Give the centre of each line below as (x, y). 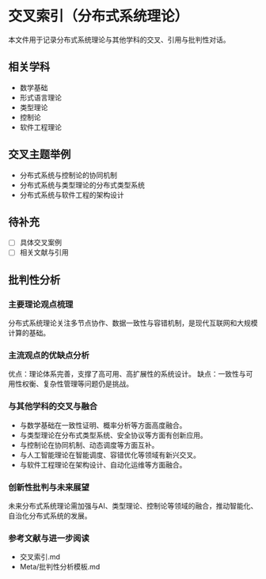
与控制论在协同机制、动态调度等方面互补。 (89, 445)
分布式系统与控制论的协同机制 (68, 175)
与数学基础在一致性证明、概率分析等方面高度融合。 (103, 425)
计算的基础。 (29, 333)
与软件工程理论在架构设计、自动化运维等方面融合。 (103, 464)
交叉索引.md (40, 557)
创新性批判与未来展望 (49, 487)
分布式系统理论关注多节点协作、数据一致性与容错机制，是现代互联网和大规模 (133, 323)
